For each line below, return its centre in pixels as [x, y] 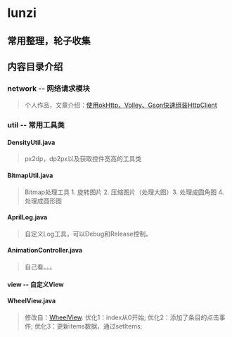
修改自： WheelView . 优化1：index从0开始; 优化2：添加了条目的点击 [122, 317]
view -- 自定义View [36, 284]
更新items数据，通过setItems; [99, 326]
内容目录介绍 [35, 66]
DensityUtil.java [31, 142]
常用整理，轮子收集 [49, 40]
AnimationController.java [45, 250]
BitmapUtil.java [30, 175]
